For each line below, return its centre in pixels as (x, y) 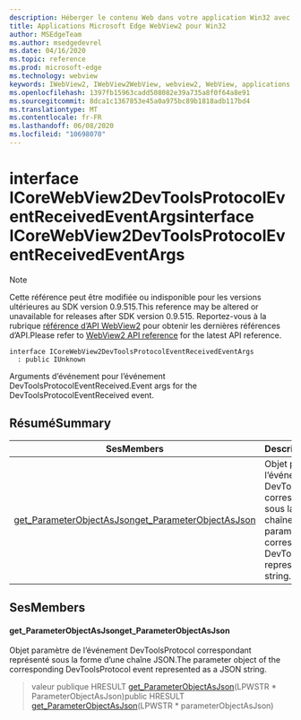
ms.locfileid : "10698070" (57, 134)
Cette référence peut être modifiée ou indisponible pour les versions (135, 297)
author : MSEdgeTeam (46, 34)
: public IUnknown (52, 360)
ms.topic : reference (48, 59)
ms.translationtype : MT (54, 109)
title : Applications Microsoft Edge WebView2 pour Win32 (118, 26)
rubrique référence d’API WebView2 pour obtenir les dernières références (145, 325)
